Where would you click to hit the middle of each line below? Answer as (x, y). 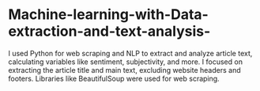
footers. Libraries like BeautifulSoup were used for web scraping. (114, 78)
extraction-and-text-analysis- (109, 31)
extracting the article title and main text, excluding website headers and (124, 70)
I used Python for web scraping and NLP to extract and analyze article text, (130, 53)
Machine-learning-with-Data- (109, 15)
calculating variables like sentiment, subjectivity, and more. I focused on (126, 62)
